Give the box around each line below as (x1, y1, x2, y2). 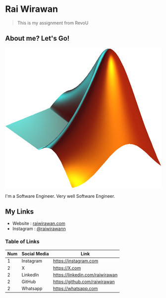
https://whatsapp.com (53, 286, 98, 292)
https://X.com (53, 265, 81, 271)
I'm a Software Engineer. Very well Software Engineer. (5, 193, 115, 199)
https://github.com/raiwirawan (53, 279, 115, 285)
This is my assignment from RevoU (17, 20, 89, 26)
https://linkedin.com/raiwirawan (53, 272, 118, 278)
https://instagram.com (53, 258, 98, 264)
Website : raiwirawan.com (12, 221, 65, 227)
